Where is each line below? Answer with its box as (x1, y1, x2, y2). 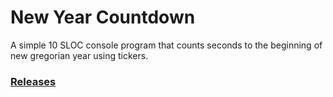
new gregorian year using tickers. (10, 49, 149, 61)
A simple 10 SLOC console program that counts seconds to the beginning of (10, 39, 323, 51)
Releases (10, 74, 57, 88)
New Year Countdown (10, 6, 196, 29)
